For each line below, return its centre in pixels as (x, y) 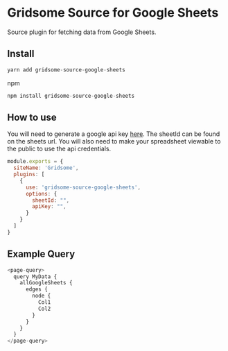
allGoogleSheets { (46, 283)
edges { (37, 289)
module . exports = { (35, 162)
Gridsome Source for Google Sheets (113, 13)
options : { (41, 194)
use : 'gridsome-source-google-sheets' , (83, 187)
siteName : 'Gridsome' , (46, 168)
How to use (32, 117)
